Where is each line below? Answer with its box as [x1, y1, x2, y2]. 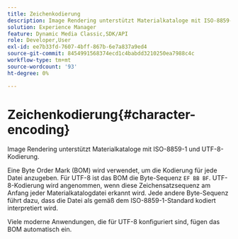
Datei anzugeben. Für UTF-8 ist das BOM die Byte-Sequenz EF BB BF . [7, 174, 211, 182]
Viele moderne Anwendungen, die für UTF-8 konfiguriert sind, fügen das [7, 218, 220, 226]
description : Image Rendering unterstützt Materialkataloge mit [7, 17, 201, 24]
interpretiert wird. [7, 204, 59, 213]
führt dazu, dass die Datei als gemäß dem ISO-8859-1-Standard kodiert [7, 196, 216, 205]
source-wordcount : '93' [7, 63, 78, 70]
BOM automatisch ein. [7, 225, 72, 234]
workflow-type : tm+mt [7, 57, 72, 64]
